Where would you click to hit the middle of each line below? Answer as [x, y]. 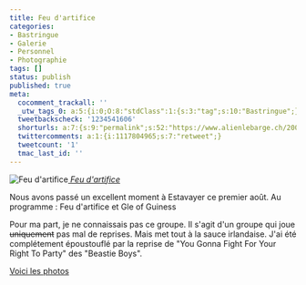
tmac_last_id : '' [51, 153]
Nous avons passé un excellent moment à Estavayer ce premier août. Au [145, 197]
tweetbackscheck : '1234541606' [77, 119]
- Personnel [32, 52]
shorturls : [38, 128]
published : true [40, 86]
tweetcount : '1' [48, 145]
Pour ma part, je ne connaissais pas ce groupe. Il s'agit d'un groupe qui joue [153, 224]
